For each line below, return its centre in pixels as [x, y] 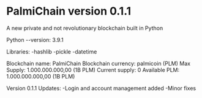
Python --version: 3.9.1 [35, 40]
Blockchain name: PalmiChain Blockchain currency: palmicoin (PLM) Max [99, 63]
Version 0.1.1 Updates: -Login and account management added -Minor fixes [101, 88]
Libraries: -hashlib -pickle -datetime [52, 51]
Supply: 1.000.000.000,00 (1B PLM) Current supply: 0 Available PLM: [93, 70]
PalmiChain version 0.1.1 [69, 11]
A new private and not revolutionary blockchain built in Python [85, 28]
